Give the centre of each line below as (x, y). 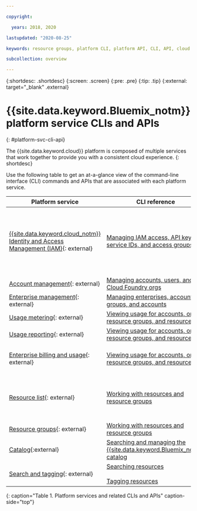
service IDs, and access (139, 245)
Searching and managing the (146, 442)
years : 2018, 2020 (34, 27)
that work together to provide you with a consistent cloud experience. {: (93, 157)
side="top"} (20, 502)
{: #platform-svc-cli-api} (36, 140)
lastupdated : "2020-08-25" (39, 38)
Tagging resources (132, 481)
